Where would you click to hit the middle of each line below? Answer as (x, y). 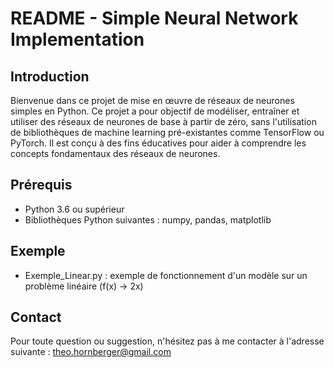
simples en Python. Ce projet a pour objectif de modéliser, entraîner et (155, 111)
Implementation (77, 39)
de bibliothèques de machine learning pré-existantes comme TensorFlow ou (167, 132)
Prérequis (41, 185)
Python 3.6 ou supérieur (74, 209)
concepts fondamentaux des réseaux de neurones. (115, 153)
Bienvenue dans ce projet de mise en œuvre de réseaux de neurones (152, 100)
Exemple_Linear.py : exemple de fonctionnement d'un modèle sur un (166, 275)
